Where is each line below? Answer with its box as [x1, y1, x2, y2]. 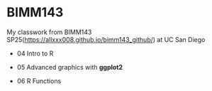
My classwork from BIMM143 [6, 28, 92, 36]
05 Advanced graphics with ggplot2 [16, 63, 123, 71]
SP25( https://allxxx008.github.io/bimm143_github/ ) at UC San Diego [6, 35, 206, 43]
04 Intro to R [16, 49, 54, 58]
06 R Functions [16, 76, 62, 85]
